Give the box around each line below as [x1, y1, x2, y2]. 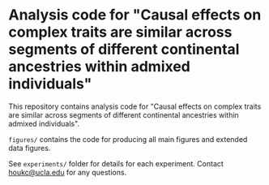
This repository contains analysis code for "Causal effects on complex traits [8, 101, 262, 111]
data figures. [8, 143, 51, 153]
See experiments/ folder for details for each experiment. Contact [8, 158, 224, 168]
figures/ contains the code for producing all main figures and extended [8, 134, 248, 144]
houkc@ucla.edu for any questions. [8, 167, 127, 177]
